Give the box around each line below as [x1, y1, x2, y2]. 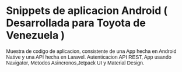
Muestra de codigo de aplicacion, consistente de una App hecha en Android [6, 48, 177, 55]
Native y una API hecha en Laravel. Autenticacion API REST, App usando [6, 53, 171, 60]
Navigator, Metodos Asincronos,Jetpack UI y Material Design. [6, 59, 145, 66]
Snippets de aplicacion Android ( [6, 4, 168, 17]
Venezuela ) [6, 29, 65, 42]
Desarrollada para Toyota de [6, 16, 146, 30]
